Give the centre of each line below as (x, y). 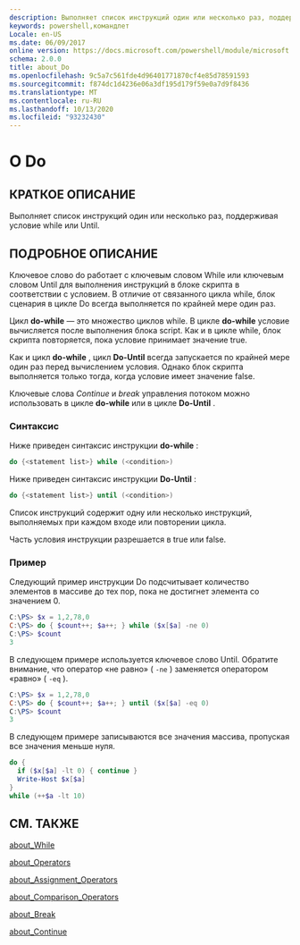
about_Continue (38, 932)
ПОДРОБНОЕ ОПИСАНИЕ (84, 253)
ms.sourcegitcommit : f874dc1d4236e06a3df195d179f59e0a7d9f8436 (129, 84)
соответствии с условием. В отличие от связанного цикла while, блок (142, 294)
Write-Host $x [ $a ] (52, 780)
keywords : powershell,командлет (69, 26)
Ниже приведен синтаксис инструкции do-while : (104, 446)
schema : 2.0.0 (36, 59)
